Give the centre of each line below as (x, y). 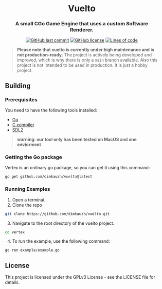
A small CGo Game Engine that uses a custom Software (82, 24)
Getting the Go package (34, 157)
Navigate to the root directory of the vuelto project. (63, 223)
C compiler (23, 125)
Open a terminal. (29, 199)
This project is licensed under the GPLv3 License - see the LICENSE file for (80, 277)
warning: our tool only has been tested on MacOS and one (77, 140)
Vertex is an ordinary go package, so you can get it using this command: (78, 168)
